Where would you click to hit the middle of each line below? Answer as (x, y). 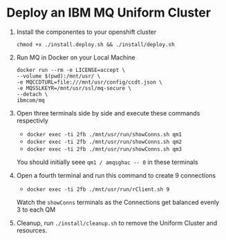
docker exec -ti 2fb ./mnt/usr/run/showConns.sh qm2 (104, 142)
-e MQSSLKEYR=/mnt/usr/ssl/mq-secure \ (74, 88)
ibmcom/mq (31, 100)
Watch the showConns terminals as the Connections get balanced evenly (118, 202)
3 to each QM (36, 210)
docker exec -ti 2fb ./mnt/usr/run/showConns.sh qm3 (104, 149)
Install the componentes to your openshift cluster (86, 32)
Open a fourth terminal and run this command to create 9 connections (116, 175)
